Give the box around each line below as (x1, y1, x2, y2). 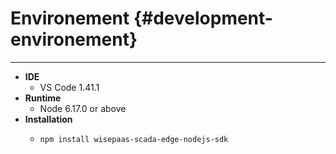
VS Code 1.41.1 (39, 81, 100, 93)
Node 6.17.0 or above (39, 102, 127, 114)
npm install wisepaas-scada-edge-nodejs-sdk (39, 134, 229, 144)
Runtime (24, 92, 62, 104)
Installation (24, 113, 73, 125)
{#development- (133, 7, 273, 30)
